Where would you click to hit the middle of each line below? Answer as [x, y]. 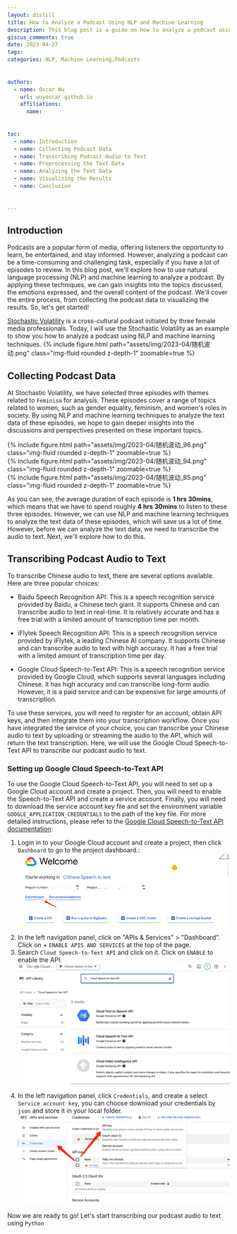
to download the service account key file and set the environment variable [115, 806]
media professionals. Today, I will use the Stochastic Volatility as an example [118, 329]
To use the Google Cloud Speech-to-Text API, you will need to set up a [110, 784]
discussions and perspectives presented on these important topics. [105, 430]
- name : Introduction [45, 141]
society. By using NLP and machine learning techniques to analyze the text [116, 416]
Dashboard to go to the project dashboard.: [79, 850]
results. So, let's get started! [48, 308]
